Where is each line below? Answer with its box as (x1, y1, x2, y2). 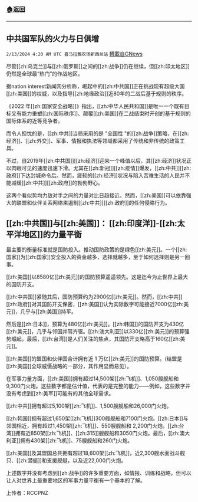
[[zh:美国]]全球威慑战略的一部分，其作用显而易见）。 (6, 362, 133, 369)
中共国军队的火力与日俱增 (6, 34, 99, 44)
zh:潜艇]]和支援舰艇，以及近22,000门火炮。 (20, 457, 127, 464)
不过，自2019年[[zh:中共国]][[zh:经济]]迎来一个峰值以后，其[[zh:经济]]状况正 (6, 158, 192, 165)
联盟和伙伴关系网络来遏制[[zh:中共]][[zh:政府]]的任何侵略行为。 (16, 199, 170, 206)
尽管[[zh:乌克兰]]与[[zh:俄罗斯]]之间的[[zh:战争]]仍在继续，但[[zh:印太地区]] (6, 63, 190, 70)
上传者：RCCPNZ (6, 489, 48, 496)
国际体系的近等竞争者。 (6, 117, 63, 124)
